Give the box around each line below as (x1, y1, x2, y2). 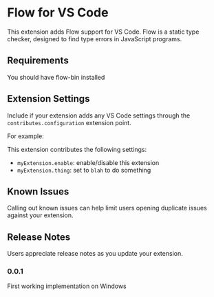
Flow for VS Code (7, 5, 109, 21)
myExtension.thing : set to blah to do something (17, 166, 151, 174)
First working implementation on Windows (7, 282, 127, 290)
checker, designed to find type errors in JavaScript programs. (7, 34, 182, 43)
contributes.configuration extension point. (7, 118, 132, 126)
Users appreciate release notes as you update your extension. (7, 250, 184, 258)
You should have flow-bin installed (7, 73, 105, 81)
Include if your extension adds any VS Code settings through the (7, 111, 191, 120)
